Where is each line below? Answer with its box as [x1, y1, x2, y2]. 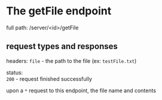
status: [6, 69, 23, 76]
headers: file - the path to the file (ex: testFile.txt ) [6, 57, 137, 64]
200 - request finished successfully [6, 75, 93, 82]
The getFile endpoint [6, 4, 112, 18]
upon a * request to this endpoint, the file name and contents [6, 87, 157, 94]
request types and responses [6, 41, 118, 51]
